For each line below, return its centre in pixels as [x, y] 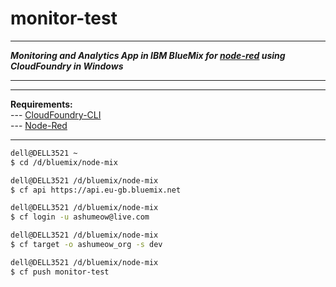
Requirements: [41, 104]
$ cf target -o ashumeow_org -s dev [86, 245]
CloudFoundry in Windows [67, 66]
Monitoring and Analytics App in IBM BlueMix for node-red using [148, 55]
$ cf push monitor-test [60, 272]
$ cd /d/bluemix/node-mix [64, 162]
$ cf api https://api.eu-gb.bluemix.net [96, 190]
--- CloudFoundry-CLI [56, 114]
